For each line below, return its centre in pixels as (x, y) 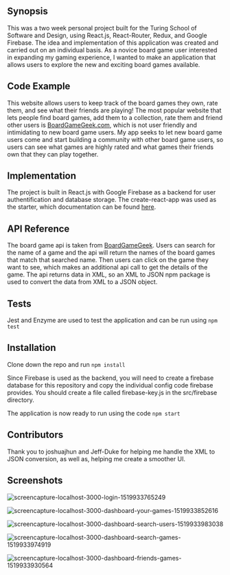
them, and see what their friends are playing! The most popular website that (114, 110)
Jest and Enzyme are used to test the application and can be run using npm (112, 321)
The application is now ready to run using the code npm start (94, 413)
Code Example (39, 87)
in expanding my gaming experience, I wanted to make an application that (112, 57)
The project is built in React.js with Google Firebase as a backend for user (112, 192)
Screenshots (35, 481)
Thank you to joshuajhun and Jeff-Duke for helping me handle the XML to (111, 452)
